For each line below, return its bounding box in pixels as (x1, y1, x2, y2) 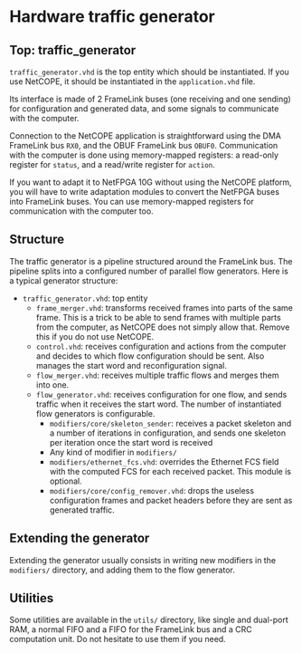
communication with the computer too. (9, 206, 154, 216)
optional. (49, 475, 83, 486)
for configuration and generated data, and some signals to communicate (9, 103, 279, 114)
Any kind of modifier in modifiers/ (49, 447, 178, 457)
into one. (35, 379, 70, 390)
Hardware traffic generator (9, 6, 215, 27)
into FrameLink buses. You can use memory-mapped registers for (9, 197, 255, 206)
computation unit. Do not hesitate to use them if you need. (9, 634, 226, 645)
